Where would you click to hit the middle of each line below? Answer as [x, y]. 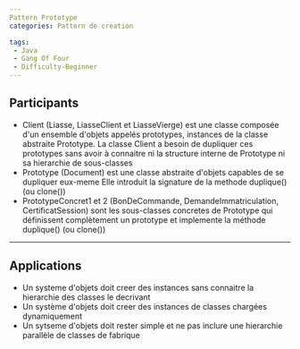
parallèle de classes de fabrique [81, 335]
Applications [46, 266]
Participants [44, 103]
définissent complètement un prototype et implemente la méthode [144, 219]
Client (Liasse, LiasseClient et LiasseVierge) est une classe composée [150, 124]
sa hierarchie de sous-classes [77, 163]
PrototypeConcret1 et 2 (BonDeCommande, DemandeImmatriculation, [150, 200]
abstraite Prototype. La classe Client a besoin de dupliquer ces [137, 143]
